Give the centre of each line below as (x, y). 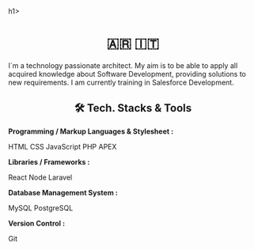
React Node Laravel (40, 177)
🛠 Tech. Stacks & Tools (133, 108)
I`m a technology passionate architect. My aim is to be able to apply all (123, 65)
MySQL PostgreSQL (41, 208)
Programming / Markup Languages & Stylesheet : (91, 131)
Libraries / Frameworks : (49, 161)
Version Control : (37, 223)
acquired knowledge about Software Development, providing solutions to (127, 74)
